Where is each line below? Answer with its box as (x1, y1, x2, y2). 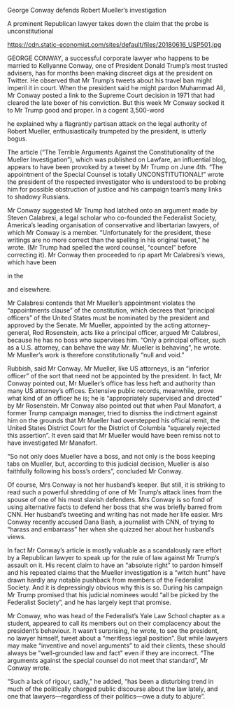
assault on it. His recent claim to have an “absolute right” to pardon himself (7, 561, 223, 569)
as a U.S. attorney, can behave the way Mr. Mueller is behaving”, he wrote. (7, 343, 222, 352)
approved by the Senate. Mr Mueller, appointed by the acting (7, 321, 183, 329)
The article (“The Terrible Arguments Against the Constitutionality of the (7, 148, 215, 156)
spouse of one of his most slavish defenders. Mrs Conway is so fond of (7, 496, 213, 504)
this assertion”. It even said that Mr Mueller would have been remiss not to (7, 431, 220, 439)
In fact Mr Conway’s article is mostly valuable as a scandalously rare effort (7, 546, 222, 555)
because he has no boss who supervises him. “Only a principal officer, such (7, 336, 226, 344)
